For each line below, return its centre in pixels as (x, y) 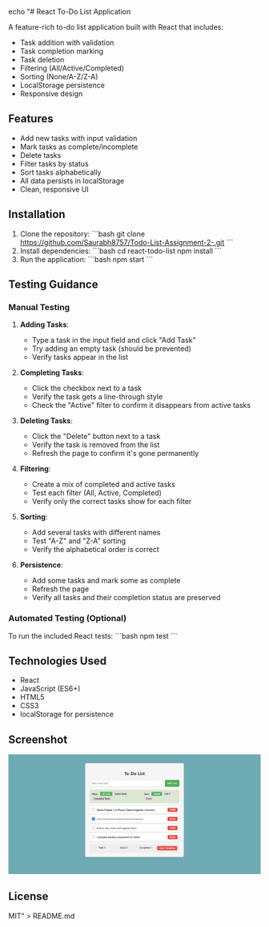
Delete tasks (40, 155)
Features (31, 119)
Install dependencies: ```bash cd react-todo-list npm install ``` (121, 251)
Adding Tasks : (44, 324)
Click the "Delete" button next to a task (96, 437)
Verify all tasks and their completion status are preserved (126, 598)
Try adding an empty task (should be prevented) (112, 349)
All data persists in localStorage (72, 180)
